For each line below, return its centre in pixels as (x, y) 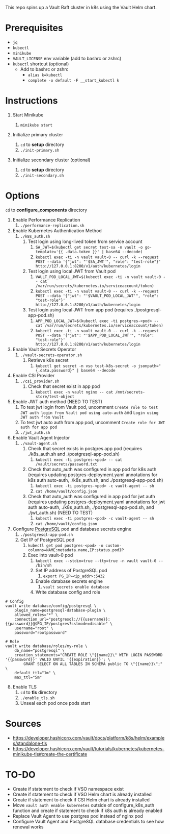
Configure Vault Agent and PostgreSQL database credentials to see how (88, 821)
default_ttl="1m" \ (35, 673)
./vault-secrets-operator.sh (51, 355)
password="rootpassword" (41, 632)
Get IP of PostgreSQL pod (47, 539)
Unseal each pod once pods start (55, 703)
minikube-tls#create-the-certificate (50, 754)
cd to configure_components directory (46, 210)
